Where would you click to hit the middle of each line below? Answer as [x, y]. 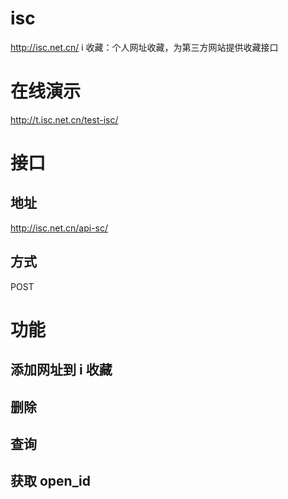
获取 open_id [50, 481]
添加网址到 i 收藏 [61, 370]
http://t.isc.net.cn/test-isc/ [64, 119]
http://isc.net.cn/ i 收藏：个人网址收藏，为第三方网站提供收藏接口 [144, 47]
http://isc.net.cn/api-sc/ [59, 228]
